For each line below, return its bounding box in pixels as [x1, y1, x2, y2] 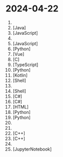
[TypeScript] [12, 62, 38, 68]
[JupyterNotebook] [12, 146, 52, 152]
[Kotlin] [12, 72, 28, 78]
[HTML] [12, 104, 29, 110]
